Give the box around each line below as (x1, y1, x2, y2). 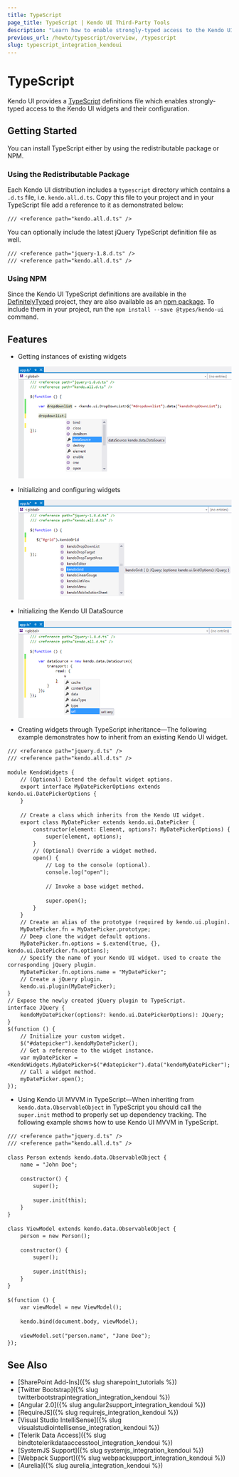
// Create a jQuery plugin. (20, 976, 103, 983)
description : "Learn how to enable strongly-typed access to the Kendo (7, 26, 224, 34)
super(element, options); (45, 833, 122, 841)
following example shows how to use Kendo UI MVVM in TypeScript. (17, 1118, 219, 1127)
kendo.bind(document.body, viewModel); (20, 1318, 139, 1326)
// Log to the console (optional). (45, 862, 152, 869)
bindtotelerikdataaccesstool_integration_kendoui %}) (17, 1438, 173, 1447)
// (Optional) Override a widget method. (33, 847, 158, 855)
